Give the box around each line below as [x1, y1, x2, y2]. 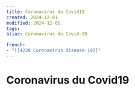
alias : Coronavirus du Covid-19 [6, 31, 87, 37]
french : [6, 42, 26, 48]
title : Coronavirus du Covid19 [6, 8, 85, 15]
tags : [6, 25, 20, 32]
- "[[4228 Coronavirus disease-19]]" [6, 47, 101, 54]
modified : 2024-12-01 [6, 20, 61, 26]
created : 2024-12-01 [6, 14, 58, 20]
